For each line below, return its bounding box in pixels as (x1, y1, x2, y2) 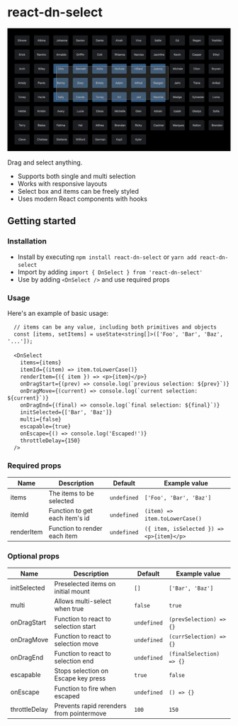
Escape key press (54, 674, 106, 683)
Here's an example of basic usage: (7, 309, 108, 318)
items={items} (20, 359, 62, 366)
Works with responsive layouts (17, 180, 108, 188)
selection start (54, 622, 96, 630)
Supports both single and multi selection (17, 172, 136, 181)
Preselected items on (54, 580, 116, 588)
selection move (54, 639, 99, 648)
